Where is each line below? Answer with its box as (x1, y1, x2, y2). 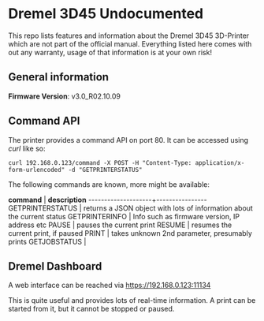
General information (8, 70, 109, 84)
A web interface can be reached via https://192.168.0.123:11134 (8, 281, 211, 290)
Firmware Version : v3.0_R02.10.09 (8, 91, 121, 101)
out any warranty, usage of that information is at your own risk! (8, 47, 213, 57)
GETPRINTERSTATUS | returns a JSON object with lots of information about (8, 203, 254, 213)
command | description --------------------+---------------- (8, 195, 207, 204)
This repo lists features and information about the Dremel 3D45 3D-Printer (8, 31, 250, 40)
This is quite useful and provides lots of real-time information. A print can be (8, 296, 256, 305)
